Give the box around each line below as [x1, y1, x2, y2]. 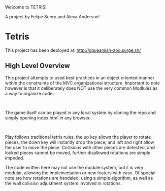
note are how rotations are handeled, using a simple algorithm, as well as [5, 175, 153, 181]
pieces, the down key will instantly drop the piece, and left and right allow [5, 139, 154, 145]
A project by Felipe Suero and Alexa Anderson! [5, 14, 100, 19]
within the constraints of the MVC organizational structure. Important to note [5, 80, 160, 86]
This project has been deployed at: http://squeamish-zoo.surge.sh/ [5, 47, 141, 53]
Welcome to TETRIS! [5, 4, 47, 10]
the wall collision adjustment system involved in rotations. [5, 180, 122, 186]
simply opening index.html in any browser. [5, 115, 91, 120]
